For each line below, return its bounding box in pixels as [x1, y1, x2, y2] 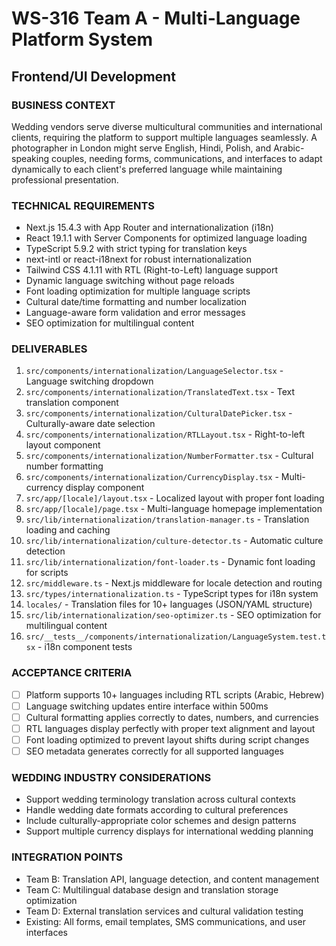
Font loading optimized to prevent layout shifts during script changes [25, 734, 310, 746]
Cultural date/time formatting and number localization [25, 296, 247, 308]
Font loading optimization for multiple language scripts [25, 285, 251, 297]
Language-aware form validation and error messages [25, 307, 246, 319]
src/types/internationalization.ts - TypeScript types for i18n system [25, 588, 319, 600]
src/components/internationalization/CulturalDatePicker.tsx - [25, 407, 293, 419]
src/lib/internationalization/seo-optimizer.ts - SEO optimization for [25, 609, 322, 621]
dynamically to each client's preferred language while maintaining [11, 163, 283, 175]
